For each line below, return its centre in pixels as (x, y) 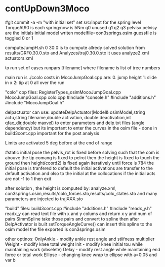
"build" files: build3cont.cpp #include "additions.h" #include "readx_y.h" (79, 208)
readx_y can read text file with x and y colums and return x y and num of (79, 214)
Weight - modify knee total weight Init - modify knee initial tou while (74, 244)
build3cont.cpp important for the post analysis (52, 133)
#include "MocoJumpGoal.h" (35, 102)
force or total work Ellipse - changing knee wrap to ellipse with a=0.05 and (81, 255)
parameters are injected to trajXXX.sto (44, 199)
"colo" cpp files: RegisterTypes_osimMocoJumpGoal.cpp (63, 92)
